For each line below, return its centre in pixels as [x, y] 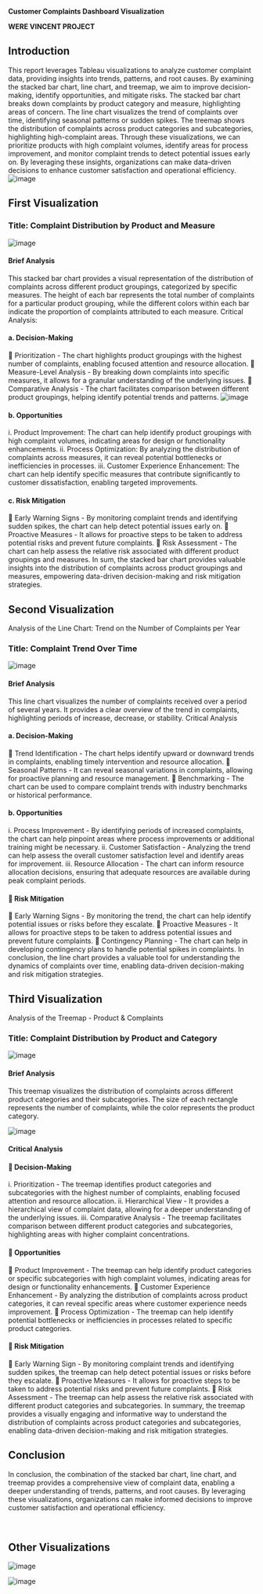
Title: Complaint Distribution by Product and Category [113, 1038]
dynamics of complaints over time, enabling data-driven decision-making [126, 966]
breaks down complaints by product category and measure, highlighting [124, 103]
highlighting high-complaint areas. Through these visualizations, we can [124, 137]
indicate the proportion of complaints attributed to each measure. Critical [126, 311]
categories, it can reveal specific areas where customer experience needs [128, 1303]
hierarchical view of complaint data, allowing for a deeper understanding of [130, 1209]
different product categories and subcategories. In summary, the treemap [126, 1406]
